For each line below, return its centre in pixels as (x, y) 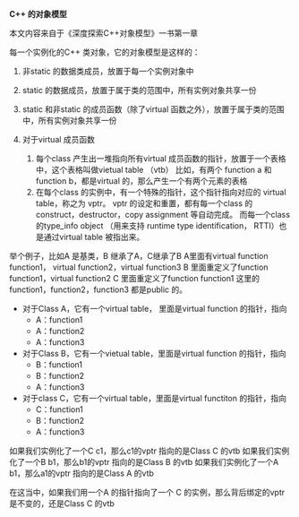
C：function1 (59, 409)
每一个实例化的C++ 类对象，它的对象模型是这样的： (105, 52)
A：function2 (60, 331)
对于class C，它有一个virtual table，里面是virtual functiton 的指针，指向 (154, 398)
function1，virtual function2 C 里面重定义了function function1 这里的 (135, 278)
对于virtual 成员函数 (59, 139)
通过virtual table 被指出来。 (94, 237)
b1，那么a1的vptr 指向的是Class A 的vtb (82, 473)
